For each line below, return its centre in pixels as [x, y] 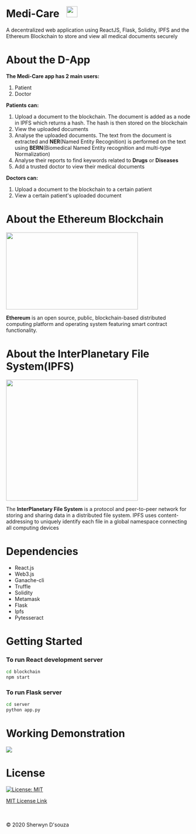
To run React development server [55, 660]
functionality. [22, 330]
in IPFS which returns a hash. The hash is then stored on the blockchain [101, 123]
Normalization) [32, 154]
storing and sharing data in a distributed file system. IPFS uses [81, 515]
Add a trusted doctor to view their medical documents [80, 166]
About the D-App [48, 60]
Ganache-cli [29, 580]
